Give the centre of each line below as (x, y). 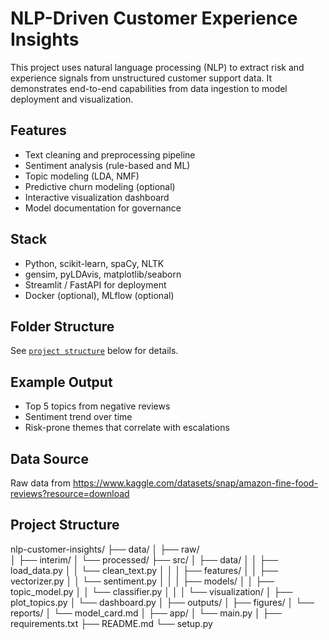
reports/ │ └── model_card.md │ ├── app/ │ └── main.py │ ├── (146, 613)
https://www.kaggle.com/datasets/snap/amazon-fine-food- (195, 483)
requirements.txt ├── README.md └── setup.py (111, 623)
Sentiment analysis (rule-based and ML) (107, 165)
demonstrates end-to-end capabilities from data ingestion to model (149, 88)
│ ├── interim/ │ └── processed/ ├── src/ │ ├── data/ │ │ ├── (144, 559)
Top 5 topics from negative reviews (97, 406)
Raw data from (40, 483)
